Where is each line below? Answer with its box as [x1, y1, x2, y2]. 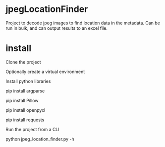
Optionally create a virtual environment [5, 69, 85, 74]
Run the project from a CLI [5, 126, 60, 132]
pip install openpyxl [5, 107, 46, 113]
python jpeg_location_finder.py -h [5, 136, 75, 142]
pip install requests [5, 117, 45, 123]
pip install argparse [5, 88, 45, 94]
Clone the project [5, 59, 41, 65]
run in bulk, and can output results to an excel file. [5, 25, 108, 31]
